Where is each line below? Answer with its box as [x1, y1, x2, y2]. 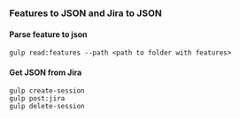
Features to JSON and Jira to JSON [9, 7, 162, 19]
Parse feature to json [9, 29, 88, 40]
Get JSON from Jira [9, 67, 82, 78]
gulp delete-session [9, 102, 86, 111]
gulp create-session [9, 86, 86, 95]
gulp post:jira [9, 94, 66, 103]
